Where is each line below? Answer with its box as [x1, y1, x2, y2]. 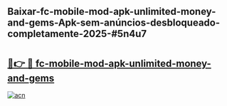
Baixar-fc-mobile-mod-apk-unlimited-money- [7, 6, 216, 18]
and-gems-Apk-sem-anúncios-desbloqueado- [7, 17, 221, 29]
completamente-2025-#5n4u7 [7, 28, 147, 40]
